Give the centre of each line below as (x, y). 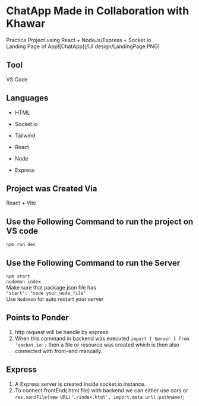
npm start (18, 276)
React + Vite (21, 203)
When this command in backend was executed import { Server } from (102, 338)
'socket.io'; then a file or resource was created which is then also (97, 344)
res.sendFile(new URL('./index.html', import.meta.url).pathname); (100, 397)
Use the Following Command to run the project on (100, 221)
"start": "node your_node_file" (46, 293)
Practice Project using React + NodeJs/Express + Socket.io (79, 40)
